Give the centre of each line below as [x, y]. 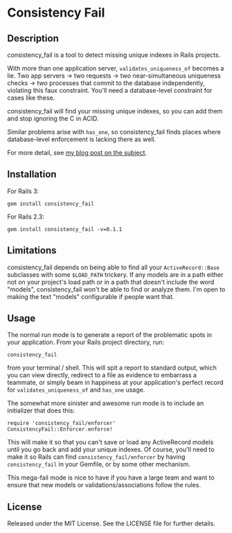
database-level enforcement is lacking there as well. [82, 139]
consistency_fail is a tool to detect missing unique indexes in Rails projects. [114, 55]
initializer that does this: [41, 410]
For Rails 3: [23, 191]
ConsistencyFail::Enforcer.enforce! [60, 430]
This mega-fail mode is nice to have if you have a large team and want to [111, 478]
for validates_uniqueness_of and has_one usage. [76, 390]
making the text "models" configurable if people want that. [91, 296]
